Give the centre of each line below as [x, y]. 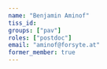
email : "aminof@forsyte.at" [54, 45]
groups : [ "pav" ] [35, 30]
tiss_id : [22, 23]
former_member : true [42, 52]
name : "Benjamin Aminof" [49, 15]
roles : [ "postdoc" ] [40, 38]
